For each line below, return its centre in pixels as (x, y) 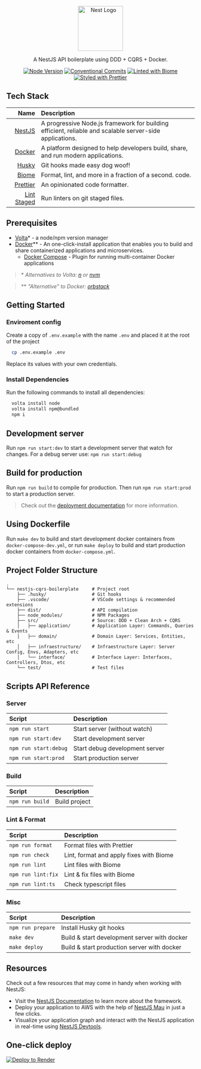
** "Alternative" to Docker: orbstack (65, 286)
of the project (23, 342)
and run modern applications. (82, 155)
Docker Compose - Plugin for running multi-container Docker (99, 256)
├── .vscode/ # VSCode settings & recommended (96, 600)
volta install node (36, 404)
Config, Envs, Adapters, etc (42, 652)
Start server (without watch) (113, 729)
